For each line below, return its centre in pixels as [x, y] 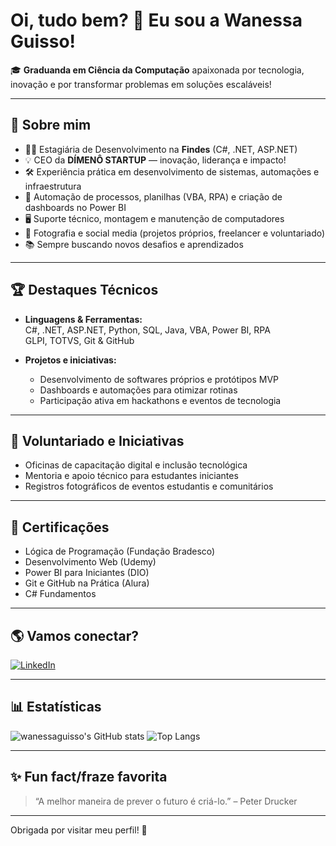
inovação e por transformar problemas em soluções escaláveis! [141, 84]
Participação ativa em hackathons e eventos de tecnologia [160, 400]
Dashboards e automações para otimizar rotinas [138, 390]
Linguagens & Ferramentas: [83, 319]
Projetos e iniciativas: [70, 360]
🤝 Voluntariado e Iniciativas [97, 440]
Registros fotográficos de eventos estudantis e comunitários [149, 486]
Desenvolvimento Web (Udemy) [90, 562]
